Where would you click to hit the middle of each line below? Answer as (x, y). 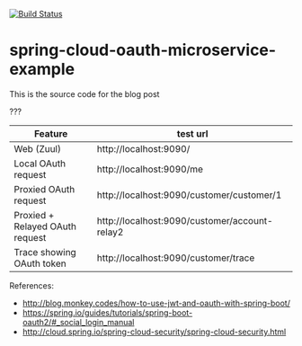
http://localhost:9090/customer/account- (185, 220)
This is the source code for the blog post (84, 93)
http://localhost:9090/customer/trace (176, 258)
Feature (51, 133)
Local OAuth (40, 164)
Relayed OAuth (45, 226)
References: (31, 285)
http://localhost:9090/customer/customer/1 (189, 195)
